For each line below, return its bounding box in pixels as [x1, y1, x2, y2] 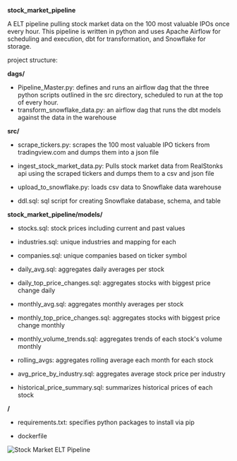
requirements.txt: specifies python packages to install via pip [17, 418, 195, 426]
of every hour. [17, 98, 59, 107]
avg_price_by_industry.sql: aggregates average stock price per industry [17, 370, 226, 378]
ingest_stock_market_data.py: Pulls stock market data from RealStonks [17, 162, 224, 170]
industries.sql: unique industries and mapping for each [17, 238, 176, 246]
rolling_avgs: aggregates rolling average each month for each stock [17, 356, 214, 364]
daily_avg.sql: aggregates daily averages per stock [17, 265, 164, 273]
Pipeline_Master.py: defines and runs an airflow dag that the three [17, 83, 209, 91]
